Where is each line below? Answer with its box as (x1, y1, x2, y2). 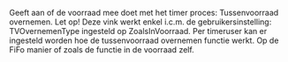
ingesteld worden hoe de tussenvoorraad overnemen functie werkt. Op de (9, 35, 279, 45)
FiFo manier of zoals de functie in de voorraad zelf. (9, 45, 194, 55)
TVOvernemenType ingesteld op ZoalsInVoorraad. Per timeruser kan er (9, 26, 268, 36)
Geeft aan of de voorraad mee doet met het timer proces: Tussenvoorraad (9, 8, 279, 17)
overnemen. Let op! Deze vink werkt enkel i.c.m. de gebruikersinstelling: (9, 17, 272, 27)
